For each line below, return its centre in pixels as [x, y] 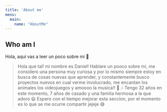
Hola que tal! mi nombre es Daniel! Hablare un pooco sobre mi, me [86, 67]
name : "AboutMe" [31, 24]
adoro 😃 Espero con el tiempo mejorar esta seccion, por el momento [89, 99]
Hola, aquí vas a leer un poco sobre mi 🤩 [47, 57]
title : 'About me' [24, 10]
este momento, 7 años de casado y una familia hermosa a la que [84, 93]
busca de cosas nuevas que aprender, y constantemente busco [83, 77]
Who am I [20, 44]
